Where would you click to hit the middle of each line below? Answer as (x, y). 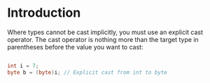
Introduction (44, 13)
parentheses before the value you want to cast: (75, 47)
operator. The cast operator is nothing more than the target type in (103, 39)
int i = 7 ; (23, 66)
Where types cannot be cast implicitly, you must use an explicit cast (105, 32)
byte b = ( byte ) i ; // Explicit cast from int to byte (87, 72)
